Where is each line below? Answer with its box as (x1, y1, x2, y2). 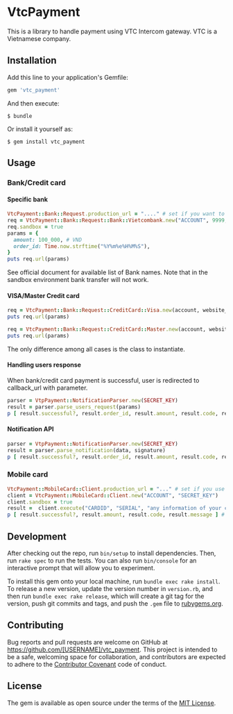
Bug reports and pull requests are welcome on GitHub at (7, 638, 169, 646)
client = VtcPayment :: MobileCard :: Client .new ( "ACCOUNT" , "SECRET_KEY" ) (7, 492, 218, 499)
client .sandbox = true (7, 498, 73, 506)
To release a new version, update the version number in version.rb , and (7, 584, 214, 592)
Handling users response (7, 360, 82, 369)
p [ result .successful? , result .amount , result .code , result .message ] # (7, 511, 225, 518)
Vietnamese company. (7, 34, 71, 42)
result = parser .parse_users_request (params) (7, 404, 141, 410)
